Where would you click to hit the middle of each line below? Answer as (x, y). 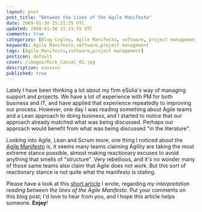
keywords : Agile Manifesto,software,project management (78, 46)
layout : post (23, 12)
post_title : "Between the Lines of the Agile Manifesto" (79, 17)
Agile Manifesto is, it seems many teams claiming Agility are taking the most (100, 147)
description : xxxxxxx (33, 68)
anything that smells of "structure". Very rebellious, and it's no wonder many (101, 159)
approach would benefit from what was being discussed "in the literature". (98, 129)
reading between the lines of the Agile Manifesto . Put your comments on (96, 190)
